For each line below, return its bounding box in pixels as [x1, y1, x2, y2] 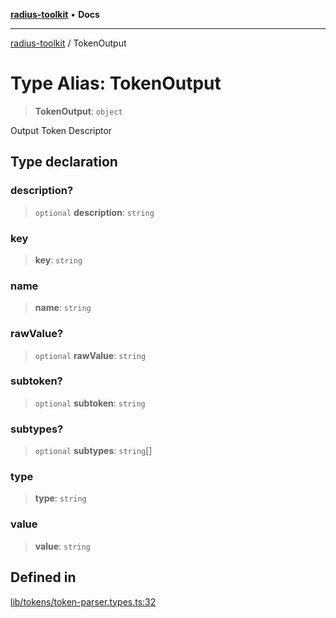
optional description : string [34, 206, 155, 218]
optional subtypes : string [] [34, 445, 153, 457]
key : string [34, 254, 83, 266]
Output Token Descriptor [10, 124, 113, 136]
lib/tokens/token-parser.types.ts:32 [10, 595, 157, 608]
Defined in [10, 569, 77, 586]
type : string [34, 492, 87, 504]
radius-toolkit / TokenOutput [10, 37, 127, 49]
